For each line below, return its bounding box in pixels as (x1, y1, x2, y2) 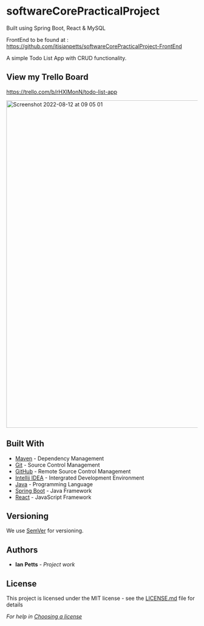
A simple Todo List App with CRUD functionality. (6, 54, 127, 61)
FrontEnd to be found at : (6, 36, 69, 43)
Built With (6, 439, 44, 449)
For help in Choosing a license (6, 613, 83, 620)
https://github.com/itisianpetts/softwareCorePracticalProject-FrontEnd (6, 43, 182, 50)
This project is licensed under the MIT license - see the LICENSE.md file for (6, 594, 195, 602)
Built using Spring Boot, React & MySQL (6, 24, 106, 32)
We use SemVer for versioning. (6, 527, 84, 534)
